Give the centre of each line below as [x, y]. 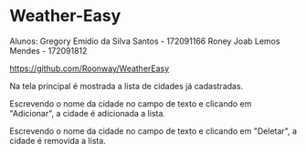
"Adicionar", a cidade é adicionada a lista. [88, 113]
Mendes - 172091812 [48, 50]
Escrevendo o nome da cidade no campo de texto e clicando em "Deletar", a [153, 131]
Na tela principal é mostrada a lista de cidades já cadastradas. [127, 86]
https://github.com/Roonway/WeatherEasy [90, 68]
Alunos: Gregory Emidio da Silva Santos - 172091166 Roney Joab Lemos [145, 41]
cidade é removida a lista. [58, 140]
